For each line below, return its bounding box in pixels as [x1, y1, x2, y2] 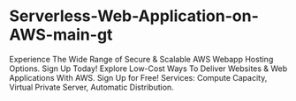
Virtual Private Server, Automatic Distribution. [9, 82, 174, 92]
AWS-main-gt [9, 25, 113, 45]
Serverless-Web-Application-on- [9, 6, 259, 26]
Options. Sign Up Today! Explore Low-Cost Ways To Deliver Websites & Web [9, 63, 288, 74]
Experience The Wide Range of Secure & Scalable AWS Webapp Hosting [9, 54, 274, 64]
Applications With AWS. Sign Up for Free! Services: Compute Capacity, [9, 72, 268, 83]
